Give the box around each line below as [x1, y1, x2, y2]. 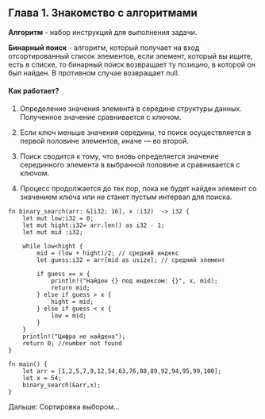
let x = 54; [22, 375, 62, 382]
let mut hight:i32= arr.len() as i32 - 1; [22, 221, 165, 229]
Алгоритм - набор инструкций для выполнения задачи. [8, 27, 198, 37]
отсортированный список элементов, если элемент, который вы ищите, [8, 51, 253, 60]
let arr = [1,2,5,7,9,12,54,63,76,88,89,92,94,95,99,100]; [22, 367, 222, 375]
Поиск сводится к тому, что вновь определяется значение [19, 152, 220, 161]
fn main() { [8, 360, 48, 368]
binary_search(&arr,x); [22, 381, 102, 390]
